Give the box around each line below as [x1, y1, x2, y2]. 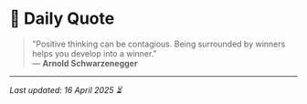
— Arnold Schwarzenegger [31, 57, 138, 68]
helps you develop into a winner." [31, 47, 157, 58]
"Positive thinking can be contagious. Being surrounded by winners [31, 38, 286, 49]
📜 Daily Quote [9, 8, 115, 29]
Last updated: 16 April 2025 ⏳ [9, 84, 122, 95]
